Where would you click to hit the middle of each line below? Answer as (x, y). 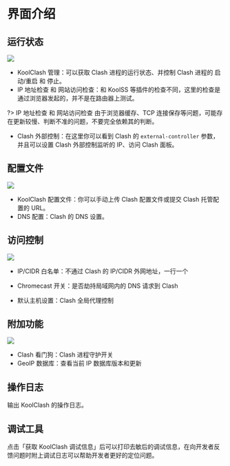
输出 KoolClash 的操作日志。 (48, 405)
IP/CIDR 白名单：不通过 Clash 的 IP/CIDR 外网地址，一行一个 (103, 271)
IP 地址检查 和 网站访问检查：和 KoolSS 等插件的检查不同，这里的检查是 (119, 89)
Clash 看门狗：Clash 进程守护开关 (65, 354)
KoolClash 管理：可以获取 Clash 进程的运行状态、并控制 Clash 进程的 (115, 72)
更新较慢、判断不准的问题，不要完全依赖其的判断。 (85, 121)
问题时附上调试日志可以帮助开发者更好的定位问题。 (85, 456)
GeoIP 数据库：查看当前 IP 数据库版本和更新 (80, 363)
